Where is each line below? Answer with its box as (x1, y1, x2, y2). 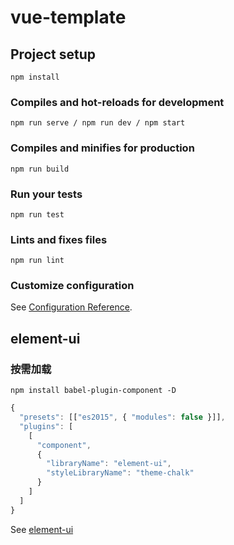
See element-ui (10, 523, 74, 535)
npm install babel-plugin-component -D (10, 386, 177, 396)
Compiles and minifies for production (10, 141, 195, 155)
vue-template (10, 6, 127, 29)
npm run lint (10, 256, 65, 266)
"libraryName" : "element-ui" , (46, 459, 172, 469)
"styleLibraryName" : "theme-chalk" (46, 468, 195, 478)
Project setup (10, 46, 97, 63)
